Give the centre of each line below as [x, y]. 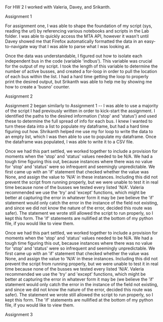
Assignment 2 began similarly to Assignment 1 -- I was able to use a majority [82, 106]
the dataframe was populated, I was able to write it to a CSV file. [69, 142]
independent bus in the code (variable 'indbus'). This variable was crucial [79, 61]
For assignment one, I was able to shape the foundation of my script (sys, [79, 26]
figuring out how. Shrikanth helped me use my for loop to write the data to [79, 131]
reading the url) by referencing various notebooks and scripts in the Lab [77, 31]
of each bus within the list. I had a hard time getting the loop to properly [77, 76]
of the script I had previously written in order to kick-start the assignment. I [80, 111]
